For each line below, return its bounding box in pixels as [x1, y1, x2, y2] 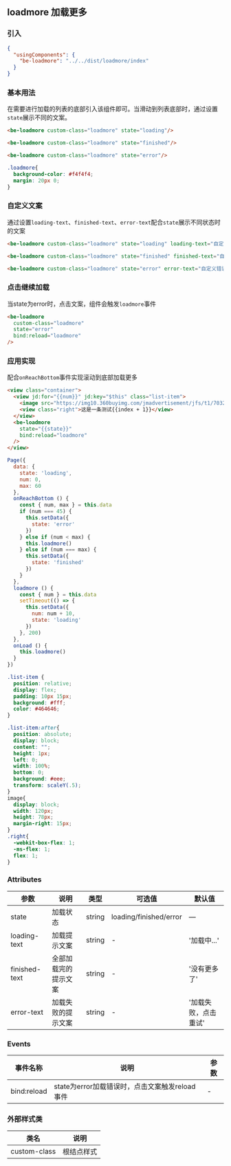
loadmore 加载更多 [7, 6, 87, 19]
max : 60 [19, 482, 41, 489]
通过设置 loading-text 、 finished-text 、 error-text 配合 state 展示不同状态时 [7, 218, 221, 226]
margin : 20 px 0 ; [13, 177, 60, 184]
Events [7, 1039, 31, 1049]
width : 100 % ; [13, 763, 51, 770]
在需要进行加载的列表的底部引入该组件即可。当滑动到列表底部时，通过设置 [7, 105, 218, 113]
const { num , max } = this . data [19, 502, 112, 508]
